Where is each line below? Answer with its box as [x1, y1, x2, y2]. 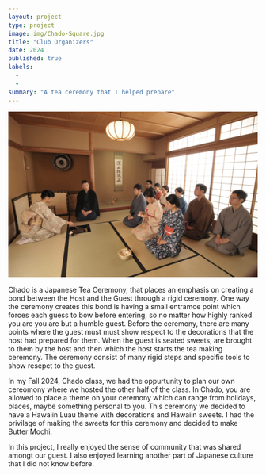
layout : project [8, 13, 62, 21]
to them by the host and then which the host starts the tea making [8, 344, 223, 354]
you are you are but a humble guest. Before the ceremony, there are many [8, 319, 249, 328]
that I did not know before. [8, 459, 95, 469]
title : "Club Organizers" [8, 38, 93, 46]
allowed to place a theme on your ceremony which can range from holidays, [8, 393, 256, 403]
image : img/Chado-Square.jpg [8, 29, 104, 37]
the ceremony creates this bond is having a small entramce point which [8, 302, 241, 312]
